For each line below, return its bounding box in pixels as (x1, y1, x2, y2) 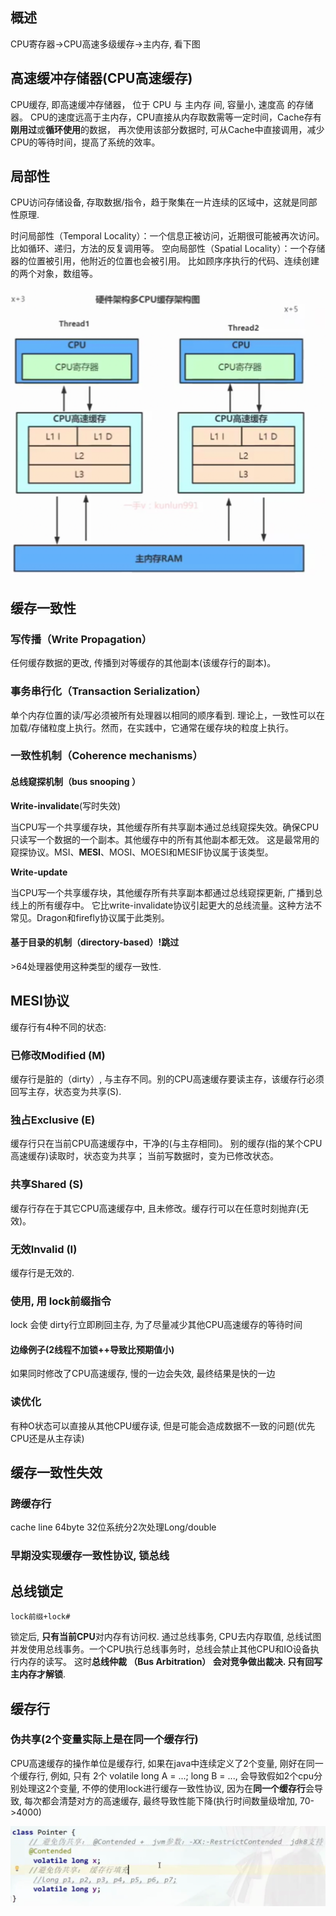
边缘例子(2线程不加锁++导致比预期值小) (10, 1343, 175, 1355)
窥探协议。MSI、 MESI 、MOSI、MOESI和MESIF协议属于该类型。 (10, 846, 274, 858)
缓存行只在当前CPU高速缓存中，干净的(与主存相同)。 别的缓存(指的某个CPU (10, 1138, 323, 1150)
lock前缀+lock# (10, 1612, 71, 1622)
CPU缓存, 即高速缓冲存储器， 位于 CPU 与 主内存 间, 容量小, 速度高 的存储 (10, 98, 314, 110)
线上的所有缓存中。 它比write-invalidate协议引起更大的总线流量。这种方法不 (10, 899, 323, 911)
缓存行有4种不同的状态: (10, 1021, 107, 1033)
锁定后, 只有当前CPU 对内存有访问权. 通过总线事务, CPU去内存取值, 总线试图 (10, 1631, 322, 1643)
